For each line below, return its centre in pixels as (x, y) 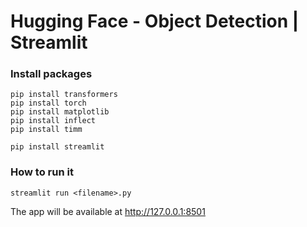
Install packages (51, 74)
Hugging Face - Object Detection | (155, 21)
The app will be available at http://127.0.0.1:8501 (108, 211)
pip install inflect (53, 121)
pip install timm (46, 130)
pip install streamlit (57, 147)
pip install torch (48, 103)
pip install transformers (64, 95)
